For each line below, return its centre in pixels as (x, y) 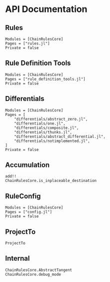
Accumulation (27, 165)
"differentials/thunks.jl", (43, 132)
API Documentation (46, 9)
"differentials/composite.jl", (47, 128)
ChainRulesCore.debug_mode (33, 274)
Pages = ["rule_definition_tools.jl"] (45, 79)
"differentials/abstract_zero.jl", (51, 119)
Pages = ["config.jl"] (29, 212)
